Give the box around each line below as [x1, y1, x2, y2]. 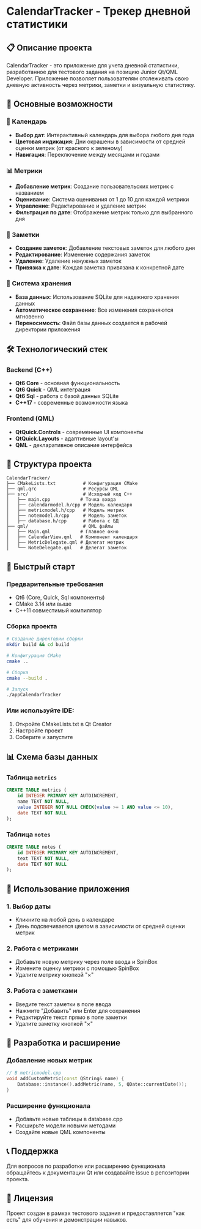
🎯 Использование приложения [6, 884, 130, 894]
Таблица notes [6, 830, 51, 838]
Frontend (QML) [6, 415, 55, 423]
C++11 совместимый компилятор [15, 607, 102, 614]
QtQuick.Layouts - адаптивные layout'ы [15, 435, 119, 442]
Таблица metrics [6, 773, 57, 781]
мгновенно [15, 312, 45, 320]
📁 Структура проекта [6, 459, 92, 469]
